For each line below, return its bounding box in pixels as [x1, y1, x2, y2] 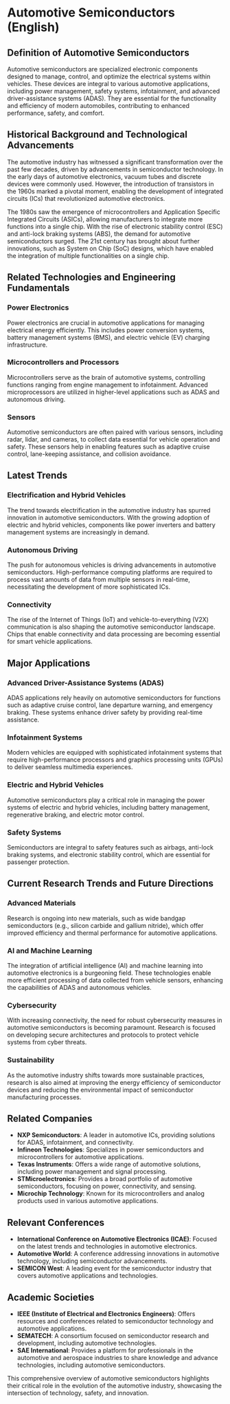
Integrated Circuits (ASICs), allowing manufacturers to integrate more [7, 215, 203, 223]
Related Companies [7, 1112, 93, 1124]
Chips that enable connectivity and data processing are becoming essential [7, 630, 221, 638]
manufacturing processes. [7, 1092, 82, 1101]
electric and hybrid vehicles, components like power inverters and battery [7, 521, 216, 529]
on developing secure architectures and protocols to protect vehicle [7, 1030, 199, 1039]
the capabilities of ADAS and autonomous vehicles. [7, 983, 152, 991]
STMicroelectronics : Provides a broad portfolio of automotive [16, 1175, 193, 1183]
